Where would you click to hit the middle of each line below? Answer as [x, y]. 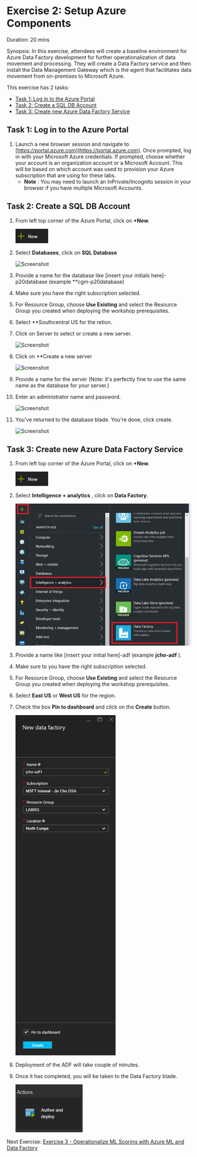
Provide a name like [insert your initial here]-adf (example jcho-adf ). [98, 655]
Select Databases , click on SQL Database [66, 252]
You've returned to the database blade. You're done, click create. [94, 420]
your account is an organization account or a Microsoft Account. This [99, 162]
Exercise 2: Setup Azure [67, 11]
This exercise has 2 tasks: [38, 87]
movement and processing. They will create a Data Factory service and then [99, 64]
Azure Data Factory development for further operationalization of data [91, 57]
